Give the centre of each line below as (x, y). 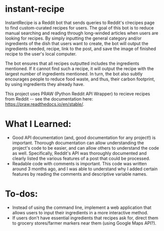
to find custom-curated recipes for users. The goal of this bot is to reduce (80, 27)
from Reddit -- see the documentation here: (49, 99)
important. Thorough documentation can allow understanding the (78, 143)
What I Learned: (38, 124)
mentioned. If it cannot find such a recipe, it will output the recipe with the (80, 68)
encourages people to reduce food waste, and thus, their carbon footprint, (80, 79)
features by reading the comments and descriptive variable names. (80, 174)
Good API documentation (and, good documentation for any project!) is (84, 137)
